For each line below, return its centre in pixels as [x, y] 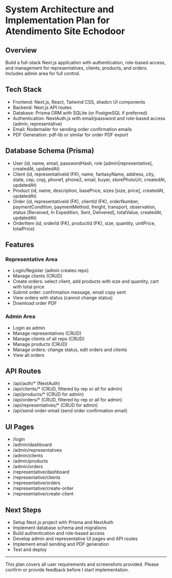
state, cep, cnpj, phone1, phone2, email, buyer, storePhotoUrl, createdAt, [89, 179]
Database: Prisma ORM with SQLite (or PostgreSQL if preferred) [80, 113]
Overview [21, 50]
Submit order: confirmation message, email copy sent [69, 292]
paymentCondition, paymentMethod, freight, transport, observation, [84, 207]
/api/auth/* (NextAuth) [36, 383]
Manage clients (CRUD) [38, 276]
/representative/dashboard [41, 472]
